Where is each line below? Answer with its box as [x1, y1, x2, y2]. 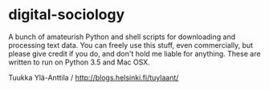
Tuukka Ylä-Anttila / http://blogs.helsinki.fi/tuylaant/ [8, 72, 179, 82]
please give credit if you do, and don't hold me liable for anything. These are [8, 49, 261, 58]
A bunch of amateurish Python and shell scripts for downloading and [8, 32, 235, 41]
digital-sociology [8, 6, 125, 24]
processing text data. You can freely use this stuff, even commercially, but [8, 40, 254, 49]
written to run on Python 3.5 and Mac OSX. [8, 57, 150, 67]
